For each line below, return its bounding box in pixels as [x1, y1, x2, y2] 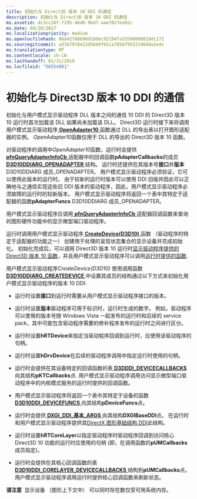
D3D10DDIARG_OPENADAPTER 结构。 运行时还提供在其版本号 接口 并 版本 [6, 161, 185, 168]
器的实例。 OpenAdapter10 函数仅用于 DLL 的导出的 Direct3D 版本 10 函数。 [6, 133, 189, 141]
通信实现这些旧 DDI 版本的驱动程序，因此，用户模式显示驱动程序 [26, 183, 183, 190]
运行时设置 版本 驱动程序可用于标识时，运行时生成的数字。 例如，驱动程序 [14, 305, 192, 312]
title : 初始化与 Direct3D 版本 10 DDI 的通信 [6, 8, 112, 15]
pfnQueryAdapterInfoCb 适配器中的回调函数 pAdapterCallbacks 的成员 [6, 154, 178, 161]
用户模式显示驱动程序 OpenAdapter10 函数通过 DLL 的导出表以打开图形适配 [6, 126, 190, 133]
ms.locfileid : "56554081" [6, 63, 69, 70]
